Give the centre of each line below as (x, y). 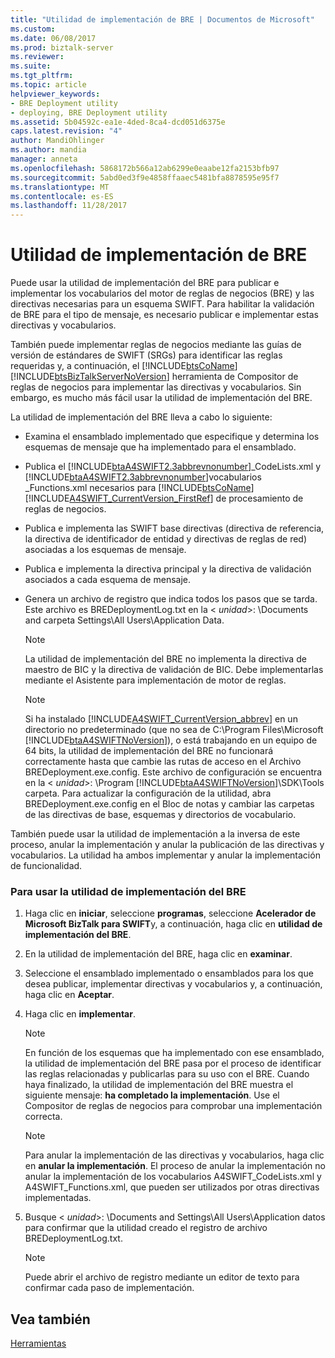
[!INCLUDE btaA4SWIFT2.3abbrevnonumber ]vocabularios (143, 477)
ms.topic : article (48, 85)
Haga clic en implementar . (80, 1014)
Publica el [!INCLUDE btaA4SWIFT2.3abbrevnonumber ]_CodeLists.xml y (173, 467)
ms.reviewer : (37, 57)
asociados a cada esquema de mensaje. (107, 580)
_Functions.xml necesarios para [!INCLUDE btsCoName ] (139, 488)
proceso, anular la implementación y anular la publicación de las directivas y (167, 845)
